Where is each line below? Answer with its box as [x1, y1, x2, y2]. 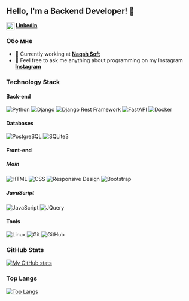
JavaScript [6, 189, 35, 196]
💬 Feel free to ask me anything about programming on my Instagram [14, 57, 184, 64]
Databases [6, 119, 34, 127]
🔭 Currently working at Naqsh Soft [14, 50, 100, 57]
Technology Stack [6, 78, 60, 87]
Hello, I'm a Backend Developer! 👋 [6, 6, 135, 16]
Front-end [6, 147, 32, 154]
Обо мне [6, 36, 33, 45]
